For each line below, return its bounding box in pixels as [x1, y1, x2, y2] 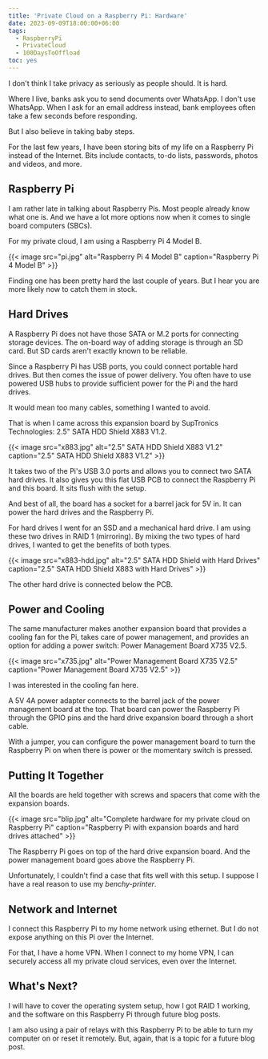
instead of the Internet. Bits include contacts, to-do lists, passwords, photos [8, 150, 258, 160]
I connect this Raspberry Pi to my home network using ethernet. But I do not [8, 924, 259, 933]
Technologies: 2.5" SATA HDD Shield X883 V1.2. [8, 426, 167, 436]
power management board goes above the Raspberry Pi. [8, 855, 195, 865]
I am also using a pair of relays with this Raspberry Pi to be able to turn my [8, 1025, 254, 1034]
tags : [8, 26, 26, 34]
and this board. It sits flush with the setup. [8, 483, 146, 493]
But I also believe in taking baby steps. [8, 126, 135, 136]
